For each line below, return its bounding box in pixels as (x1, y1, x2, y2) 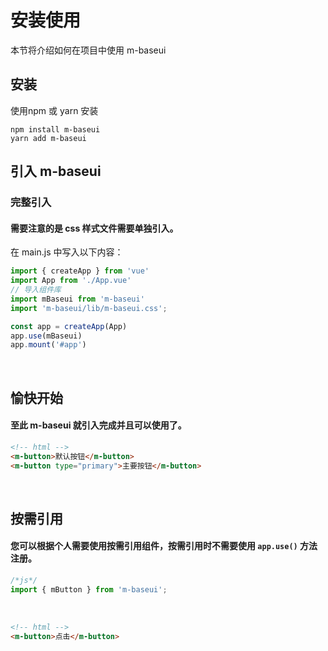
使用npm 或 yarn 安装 (10, 104, 99, 116)
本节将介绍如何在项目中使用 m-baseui (10, 44, 167, 56)
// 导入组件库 (10, 285, 62, 295)
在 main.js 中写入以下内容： (10, 246, 124, 258)
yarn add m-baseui (10, 133, 87, 143)
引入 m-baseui (10, 163, 102, 180)
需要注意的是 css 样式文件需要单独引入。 (10, 222, 179, 234)
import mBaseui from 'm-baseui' (10, 294, 145, 304)
